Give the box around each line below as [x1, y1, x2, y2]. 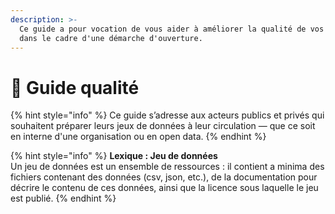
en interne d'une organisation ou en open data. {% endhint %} [10, 131, 267, 143]
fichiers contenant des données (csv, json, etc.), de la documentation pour [10, 171, 318, 183]
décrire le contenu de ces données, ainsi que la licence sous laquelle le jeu [10, 182, 319, 194]
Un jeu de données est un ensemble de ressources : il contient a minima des [10, 161, 325, 173]
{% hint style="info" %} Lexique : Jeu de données [10, 150, 218, 162]
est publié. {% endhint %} [10, 192, 117, 205]
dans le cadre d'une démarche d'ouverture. [19, 33, 203, 43]
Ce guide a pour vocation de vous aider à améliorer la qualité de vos [19, 24, 325, 34]
